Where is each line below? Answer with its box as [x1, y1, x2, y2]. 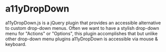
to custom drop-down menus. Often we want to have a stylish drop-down [5, 25, 159, 31]
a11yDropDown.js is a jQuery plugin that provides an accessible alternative [5, 20, 161, 26]
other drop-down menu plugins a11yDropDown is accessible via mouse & [5, 36, 158, 42]
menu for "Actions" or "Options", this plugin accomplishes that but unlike [5, 30, 158, 36]
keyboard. [5, 41, 26, 47]
